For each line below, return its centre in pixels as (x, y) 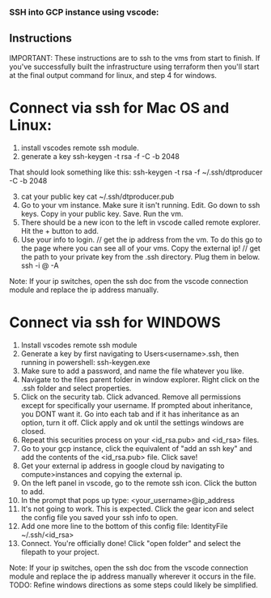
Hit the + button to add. (60, 230)
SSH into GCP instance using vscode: (84, 12)
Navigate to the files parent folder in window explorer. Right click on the (140, 379)
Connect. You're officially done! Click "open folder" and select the (131, 543)
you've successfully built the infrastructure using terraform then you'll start (134, 67)
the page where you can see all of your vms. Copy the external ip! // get (141, 248)
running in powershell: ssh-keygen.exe (85, 362)
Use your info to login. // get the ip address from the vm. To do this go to (142, 239)
